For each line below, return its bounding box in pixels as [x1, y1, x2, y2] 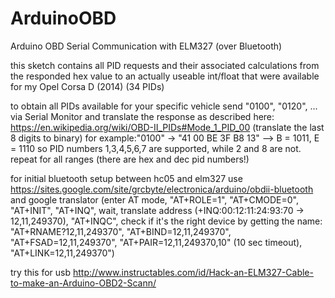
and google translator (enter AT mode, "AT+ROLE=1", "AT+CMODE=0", [10, 193, 300, 206]
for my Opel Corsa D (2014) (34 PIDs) [10, 80, 165, 92]
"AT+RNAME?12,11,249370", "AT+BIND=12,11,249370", [10, 225, 232, 237]
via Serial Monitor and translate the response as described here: [10, 110, 275, 122]
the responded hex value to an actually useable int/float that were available [10, 70, 320, 82]
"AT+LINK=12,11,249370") [10, 247, 115, 259]
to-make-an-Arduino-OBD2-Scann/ [10, 277, 157, 289]
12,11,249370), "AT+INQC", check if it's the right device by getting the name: [10, 215, 323, 227]
